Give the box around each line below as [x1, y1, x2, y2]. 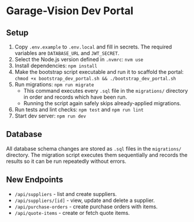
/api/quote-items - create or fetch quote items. [14, 209, 130, 216]
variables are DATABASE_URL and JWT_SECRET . [14, 50, 120, 57]
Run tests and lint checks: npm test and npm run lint [14, 106, 144, 113]
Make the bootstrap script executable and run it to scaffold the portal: [14, 68, 184, 75]
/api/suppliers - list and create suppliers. [14, 190, 117, 197]
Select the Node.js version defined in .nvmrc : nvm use [14, 56, 143, 63]
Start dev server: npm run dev [14, 112, 87, 119]
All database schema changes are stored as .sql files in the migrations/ [6, 145, 182, 152]
